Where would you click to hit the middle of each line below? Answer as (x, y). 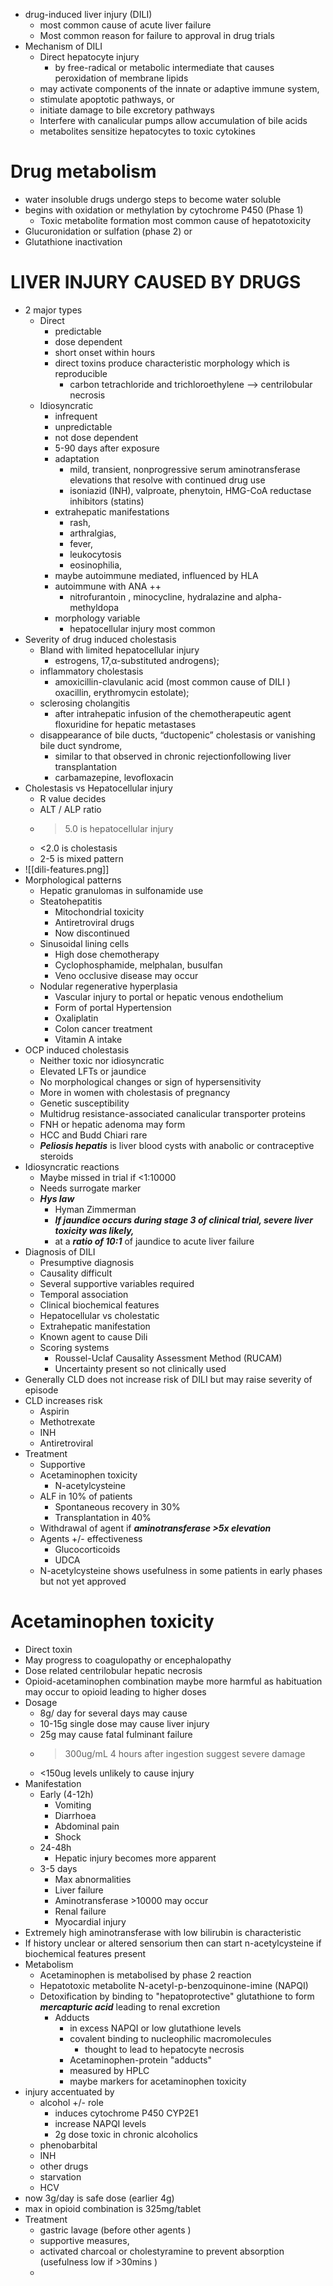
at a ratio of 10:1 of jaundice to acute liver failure (154, 1241)
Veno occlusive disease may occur (126, 975)
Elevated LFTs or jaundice (93, 1071)
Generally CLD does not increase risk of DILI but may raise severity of (168, 1379)
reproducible (81, 373)
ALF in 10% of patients (86, 1496)
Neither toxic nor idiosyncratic (102, 1060)
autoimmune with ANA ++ (108, 586)
